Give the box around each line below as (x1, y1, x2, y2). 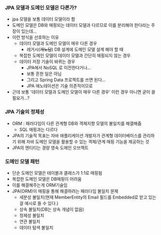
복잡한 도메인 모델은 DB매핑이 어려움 (12, 176, 82, 182)
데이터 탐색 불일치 (19, 224, 53, 230)
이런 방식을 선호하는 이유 (12, 34, 59, 40)
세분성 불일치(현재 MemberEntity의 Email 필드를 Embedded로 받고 (19, 194, 147, 200)
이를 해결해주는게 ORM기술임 (12, 182, 68, 188)
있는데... (21, 28, 37, 34)
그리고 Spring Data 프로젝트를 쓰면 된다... (26, 77, 106, 83)
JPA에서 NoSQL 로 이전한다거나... (26, 65, 91, 71)
